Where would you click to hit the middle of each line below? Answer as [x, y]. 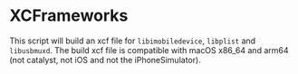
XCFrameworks [69, 16]
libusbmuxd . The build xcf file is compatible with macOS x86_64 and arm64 [149, 50]
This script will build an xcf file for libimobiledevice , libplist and [133, 41]
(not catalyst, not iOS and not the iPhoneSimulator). [105, 60]
